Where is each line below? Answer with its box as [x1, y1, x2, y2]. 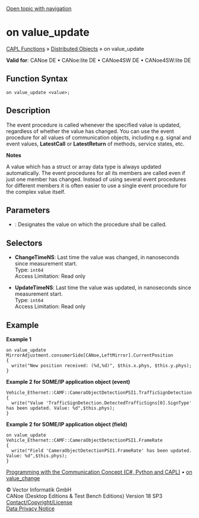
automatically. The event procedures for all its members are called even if [6, 169, 185, 176]
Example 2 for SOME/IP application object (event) [6, 378, 130, 385]
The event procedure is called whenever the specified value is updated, [6, 121, 181, 128]
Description [6, 106, 50, 116]
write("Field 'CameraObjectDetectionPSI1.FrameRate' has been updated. [11, 448, 192, 454]
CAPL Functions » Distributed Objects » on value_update [6, 45, 145, 52]
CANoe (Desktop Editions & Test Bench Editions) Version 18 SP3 [6, 493, 163, 499]
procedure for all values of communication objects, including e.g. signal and [6, 134, 191, 141]
